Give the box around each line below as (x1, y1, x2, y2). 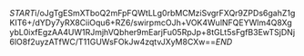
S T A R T (9, 8, 35, 18)
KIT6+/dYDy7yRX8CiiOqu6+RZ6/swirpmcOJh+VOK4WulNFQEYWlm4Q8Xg (9, 17, 293, 28)
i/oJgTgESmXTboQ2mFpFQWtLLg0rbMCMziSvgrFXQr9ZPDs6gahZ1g (35, 8, 296, 18)
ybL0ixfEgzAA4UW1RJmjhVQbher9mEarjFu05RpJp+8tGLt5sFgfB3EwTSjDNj (9, 27, 296, 37)
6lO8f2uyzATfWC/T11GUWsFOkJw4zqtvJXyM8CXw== (9, 36, 217, 47)
